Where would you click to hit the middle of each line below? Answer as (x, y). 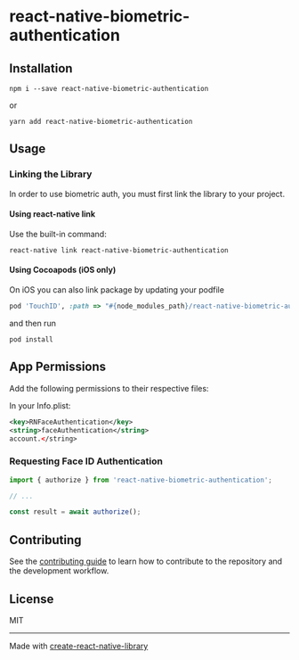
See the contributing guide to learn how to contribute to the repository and (146, 561)
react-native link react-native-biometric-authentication (119, 250)
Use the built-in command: (58, 234)
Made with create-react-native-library (79, 646)
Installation (41, 68)
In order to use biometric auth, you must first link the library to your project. (147, 194)
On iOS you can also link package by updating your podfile (117, 290)
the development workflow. (59, 571)
